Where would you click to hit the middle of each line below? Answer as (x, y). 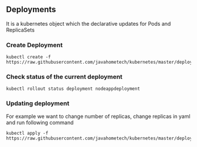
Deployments (31, 10)
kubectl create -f (28, 57)
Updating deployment (38, 103)
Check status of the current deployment (64, 77)
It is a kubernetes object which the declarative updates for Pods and (89, 23)
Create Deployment (34, 45)
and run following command (40, 123)
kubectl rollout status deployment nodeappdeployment (73, 89)
